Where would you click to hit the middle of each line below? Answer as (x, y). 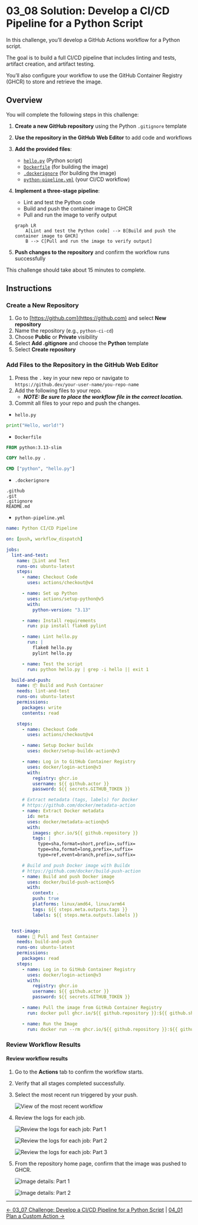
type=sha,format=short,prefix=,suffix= (86, 844)
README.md (18, 507)
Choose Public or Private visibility (56, 337)
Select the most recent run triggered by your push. (76, 1095)
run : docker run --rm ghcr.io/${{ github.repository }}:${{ (103, 1029)
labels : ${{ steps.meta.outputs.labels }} (85, 915)
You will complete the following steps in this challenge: (72, 114)
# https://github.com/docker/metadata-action (78, 805)
